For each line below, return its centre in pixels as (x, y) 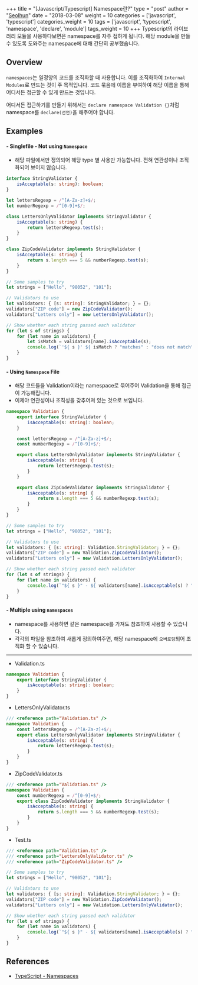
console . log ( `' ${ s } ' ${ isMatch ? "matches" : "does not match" (110, 347)
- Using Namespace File (33, 372)
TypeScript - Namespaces (47, 976)
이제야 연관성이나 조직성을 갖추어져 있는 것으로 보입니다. (79, 401)
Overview (24, 62)
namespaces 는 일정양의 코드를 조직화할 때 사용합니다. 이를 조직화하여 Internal (96, 77)
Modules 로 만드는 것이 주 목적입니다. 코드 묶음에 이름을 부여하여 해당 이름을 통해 (98, 85)
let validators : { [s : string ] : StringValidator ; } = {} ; (79, 303)
